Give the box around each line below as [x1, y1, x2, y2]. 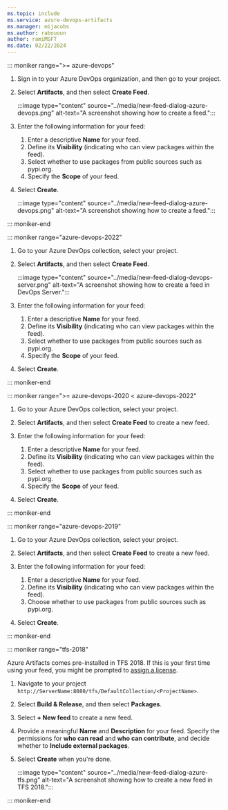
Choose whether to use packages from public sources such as [27, 598, 206, 605]
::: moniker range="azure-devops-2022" [7, 233, 122, 241]
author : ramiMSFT [7, 36, 57, 43]
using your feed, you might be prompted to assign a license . [7, 666, 178, 674]
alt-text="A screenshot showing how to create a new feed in [41, 775, 213, 784]
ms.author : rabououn [7, 29, 67, 37]
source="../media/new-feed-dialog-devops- [87, 274, 213, 281]
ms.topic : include [7, 10, 60, 17]
